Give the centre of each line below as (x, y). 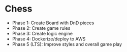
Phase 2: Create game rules (41, 28)
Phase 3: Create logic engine (42, 33)
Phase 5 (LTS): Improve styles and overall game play (67, 44)
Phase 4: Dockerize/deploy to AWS (49, 39)
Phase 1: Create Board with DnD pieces (53, 23)
